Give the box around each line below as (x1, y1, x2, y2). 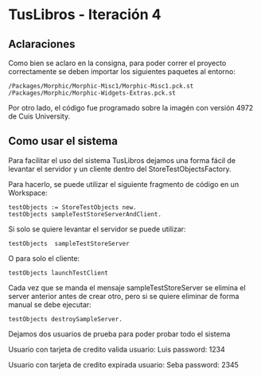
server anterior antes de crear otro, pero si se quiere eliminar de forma (8, 291, 240, 301)
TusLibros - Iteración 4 (8, 6, 162, 24)
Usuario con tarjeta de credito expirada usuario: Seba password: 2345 (8, 360, 239, 369)
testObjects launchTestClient (8, 269, 109, 277)
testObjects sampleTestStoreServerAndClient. (8, 210, 162, 218)
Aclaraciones (8, 37, 76, 51)
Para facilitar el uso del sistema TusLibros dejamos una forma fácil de (8, 155, 236, 165)
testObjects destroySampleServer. (8, 315, 123, 323)
